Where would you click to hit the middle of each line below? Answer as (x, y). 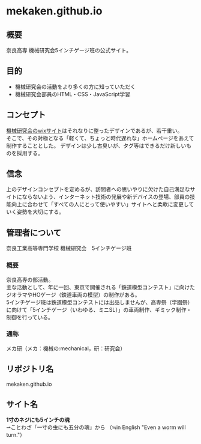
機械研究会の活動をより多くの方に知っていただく (75, 87)
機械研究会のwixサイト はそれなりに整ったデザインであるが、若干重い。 (94, 130)
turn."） (16, 435)
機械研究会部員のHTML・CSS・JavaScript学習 (73, 94)
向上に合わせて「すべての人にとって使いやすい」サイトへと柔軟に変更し (100, 204)
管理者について (34, 233)
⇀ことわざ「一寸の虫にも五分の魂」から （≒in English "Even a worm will (96, 427)
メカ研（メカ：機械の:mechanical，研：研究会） (66, 348)
